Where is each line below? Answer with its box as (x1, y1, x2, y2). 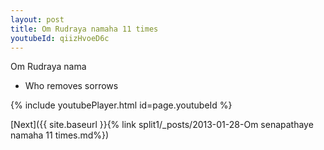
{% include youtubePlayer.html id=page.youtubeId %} (10, 99, 233, 111)
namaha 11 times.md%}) (10, 129, 110, 141)
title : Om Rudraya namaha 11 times (10, 24, 159, 34)
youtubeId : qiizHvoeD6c (10, 33, 110, 43)
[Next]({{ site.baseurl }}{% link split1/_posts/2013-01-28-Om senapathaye (10, 119, 314, 131)
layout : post (10, 14, 65, 25)
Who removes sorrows (24, 80, 119, 92)
